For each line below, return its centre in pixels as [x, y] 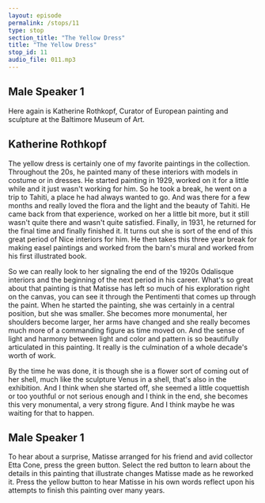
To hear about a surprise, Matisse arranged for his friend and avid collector [131, 457]
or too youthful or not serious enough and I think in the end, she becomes [128, 396]
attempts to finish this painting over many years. [87, 490]
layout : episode [35, 15]
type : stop [26, 30]
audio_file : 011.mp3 [42, 60]
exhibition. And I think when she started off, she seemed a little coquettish [129, 387]
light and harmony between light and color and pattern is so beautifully [124, 338]
